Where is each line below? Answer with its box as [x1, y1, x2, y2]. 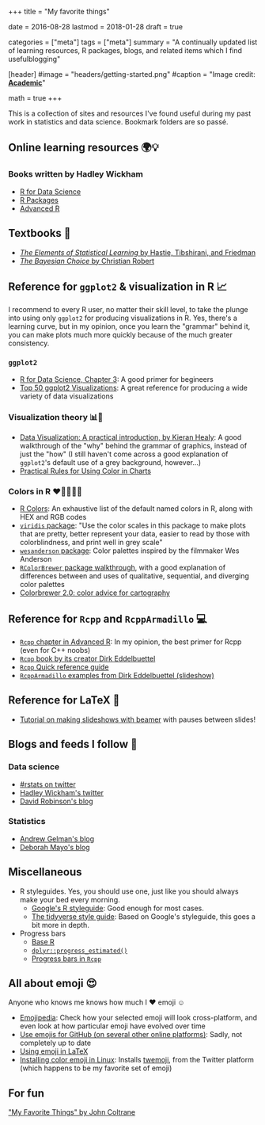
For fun [8, 1086, 45, 1100]
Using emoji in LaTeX [19, 1047, 89, 1056]
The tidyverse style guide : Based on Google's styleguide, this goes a [31, 911, 256, 921]
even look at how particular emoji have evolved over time [19, 1021, 206, 1031]
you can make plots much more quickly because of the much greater [8, 330, 233, 340]
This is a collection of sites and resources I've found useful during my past [8, 109, 252, 118]
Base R [31, 936, 55, 946]
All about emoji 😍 [8, 977, 97, 990]
